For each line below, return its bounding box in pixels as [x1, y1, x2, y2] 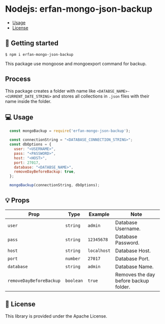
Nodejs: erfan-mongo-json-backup [5, 3, 153, 15]
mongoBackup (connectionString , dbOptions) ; [9, 183, 100, 188]
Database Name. [115, 263, 154, 270]
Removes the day [115, 271, 156, 278]
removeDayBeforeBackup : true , [14, 169, 76, 174]
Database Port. [115, 255, 150, 262]
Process [5, 75, 31, 83]
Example [88, 211, 110, 218]
